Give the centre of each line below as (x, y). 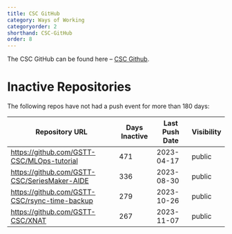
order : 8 (20, 39)
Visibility (206, 132)
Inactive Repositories (69, 87)
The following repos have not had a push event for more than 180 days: (108, 106)
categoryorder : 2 (32, 26)
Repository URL (61, 132)
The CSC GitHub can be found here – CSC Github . (78, 59)
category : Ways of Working (46, 20)
